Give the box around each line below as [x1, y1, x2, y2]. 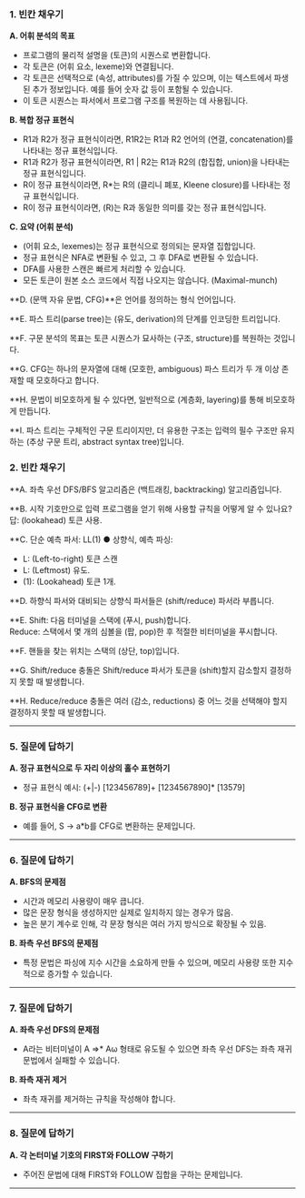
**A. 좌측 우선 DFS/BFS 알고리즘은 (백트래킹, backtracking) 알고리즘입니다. [9, 484, 282, 495]
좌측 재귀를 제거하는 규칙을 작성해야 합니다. [22, 1093, 176, 1104]
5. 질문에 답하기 [9, 740, 74, 752]
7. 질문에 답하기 [9, 1002, 73, 1015]
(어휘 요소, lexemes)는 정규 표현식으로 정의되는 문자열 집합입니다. [22, 241, 256, 252]
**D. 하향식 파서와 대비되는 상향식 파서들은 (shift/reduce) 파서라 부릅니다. [9, 595, 275, 606]
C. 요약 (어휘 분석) [9, 221, 74, 233]
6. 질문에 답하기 [9, 853, 74, 866]
